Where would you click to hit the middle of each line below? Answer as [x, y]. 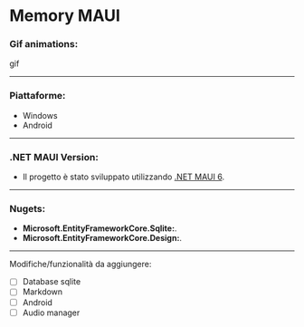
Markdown [43, 292]
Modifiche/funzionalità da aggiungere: [81, 264]
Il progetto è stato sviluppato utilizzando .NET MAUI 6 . [123, 177]
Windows [40, 115]
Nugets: [28, 209]
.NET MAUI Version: [54, 157]
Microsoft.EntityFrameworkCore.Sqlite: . [100, 228]
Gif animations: [44, 44]
